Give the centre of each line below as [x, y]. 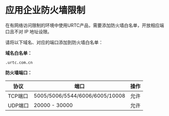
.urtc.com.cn [19, 63]
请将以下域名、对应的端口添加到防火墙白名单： [54, 42]
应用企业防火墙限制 [45, 10]
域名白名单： [19, 53]
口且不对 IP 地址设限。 [29, 31]
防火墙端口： [19, 72]
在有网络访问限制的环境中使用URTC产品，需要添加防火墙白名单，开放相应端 [85, 25]
